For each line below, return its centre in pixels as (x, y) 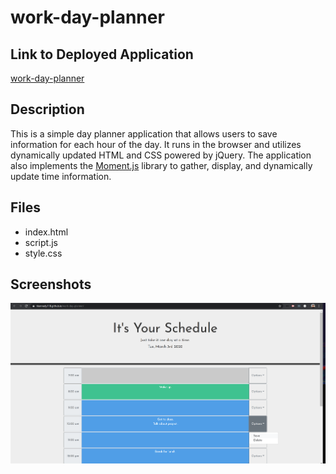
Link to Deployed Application (102, 54)
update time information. (61, 176)
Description (47, 109)
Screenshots (51, 284)
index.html (46, 232)
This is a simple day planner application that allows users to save (144, 133)
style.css (43, 253)
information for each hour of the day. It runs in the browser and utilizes (156, 144)
